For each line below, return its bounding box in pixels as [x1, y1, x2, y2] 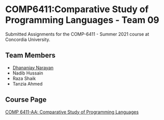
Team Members [5, 51, 56, 60]
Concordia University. [5, 36, 50, 43]
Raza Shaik [12, 75, 36, 82]
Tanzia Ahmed [12, 81, 43, 87]
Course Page [5, 95, 47, 104]
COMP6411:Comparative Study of [5, 4, 149, 15]
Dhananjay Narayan [12, 64, 54, 70]
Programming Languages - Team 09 [5, 14, 159, 26]
